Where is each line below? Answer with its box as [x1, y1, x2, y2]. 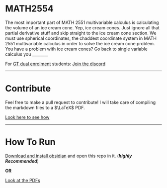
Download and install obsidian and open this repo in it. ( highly [5, 153, 132, 159]
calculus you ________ [5, 51, 48, 57]
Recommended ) [5, 158, 39, 164]
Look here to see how [5, 114, 50, 120]
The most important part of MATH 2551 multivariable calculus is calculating [5, 19, 159, 25]
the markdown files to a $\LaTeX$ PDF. [5, 104, 85, 110]
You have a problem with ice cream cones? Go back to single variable [5, 46, 148, 52]
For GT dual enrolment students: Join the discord [5, 61, 106, 67]
